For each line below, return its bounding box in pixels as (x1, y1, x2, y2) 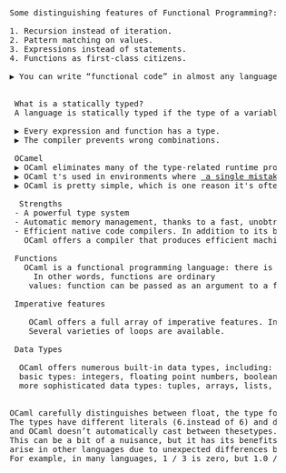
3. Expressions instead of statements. (9, 45, 187, 54)
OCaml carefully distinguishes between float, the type (9, 408, 264, 418)
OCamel (14, 154, 44, 163)
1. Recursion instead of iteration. (9, 26, 173, 35)
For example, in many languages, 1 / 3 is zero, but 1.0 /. (9, 454, 283, 463)
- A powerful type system (14, 208, 130, 217)
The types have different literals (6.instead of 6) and (9, 418, 269, 427)
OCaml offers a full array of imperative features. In (28, 317, 278, 327)
